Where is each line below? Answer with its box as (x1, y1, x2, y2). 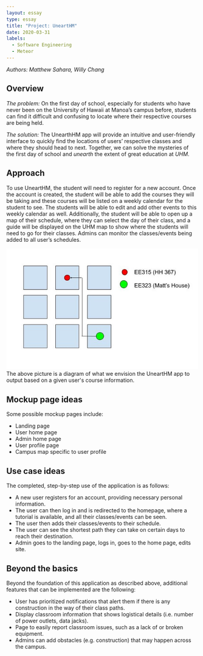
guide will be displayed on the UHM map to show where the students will (6, 223, 188, 230)
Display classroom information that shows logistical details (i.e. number (15, 610, 194, 618)
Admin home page (15, 436, 62, 443)
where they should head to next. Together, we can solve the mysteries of (6, 144, 189, 151)
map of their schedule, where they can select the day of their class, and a (6, 216, 191, 224)
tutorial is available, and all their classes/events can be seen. (15, 513, 167, 521)
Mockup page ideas (6, 394, 83, 404)
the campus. (15, 643, 47, 650)
